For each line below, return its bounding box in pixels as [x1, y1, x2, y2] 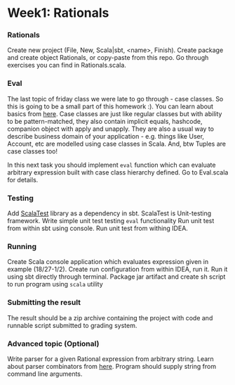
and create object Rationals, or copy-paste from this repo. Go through [7, 53, 209, 62]
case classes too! [7, 146, 58, 156]
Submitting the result [7, 298, 81, 308]
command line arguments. [7, 370, 83, 378]
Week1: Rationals [7, 5, 109, 21]
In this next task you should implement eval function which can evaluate [7, 160, 216, 169]
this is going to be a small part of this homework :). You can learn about [7, 102, 214, 111]
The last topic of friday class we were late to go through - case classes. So [7, 94, 224, 103]
